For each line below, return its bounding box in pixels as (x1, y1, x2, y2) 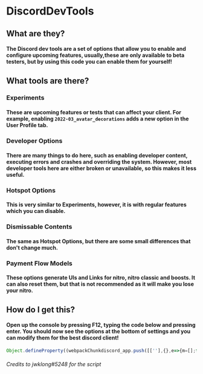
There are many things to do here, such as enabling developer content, (6, 151, 188, 159)
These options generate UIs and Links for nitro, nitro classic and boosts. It (6, 274, 195, 281)
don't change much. (6, 244, 59, 251)
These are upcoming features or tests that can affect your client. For (6, 109, 181, 116)
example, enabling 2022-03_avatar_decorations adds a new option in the (6, 115, 189, 122)
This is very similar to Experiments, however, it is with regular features (6, 201, 187, 208)
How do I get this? (6, 304, 76, 315)
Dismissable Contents (6, 223, 72, 231)
